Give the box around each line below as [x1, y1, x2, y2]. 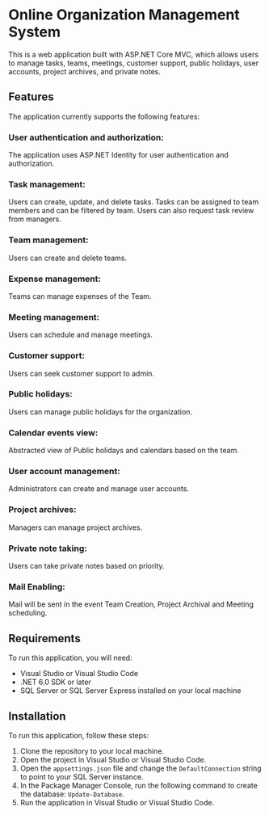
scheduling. [8, 608, 48, 618]
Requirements [8, 632, 81, 645]
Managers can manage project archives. [8, 523, 143, 532]
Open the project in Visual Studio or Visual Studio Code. [19, 754, 207, 764]
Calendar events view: [8, 426, 99, 438]
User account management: [8, 466, 120, 477]
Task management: [8, 179, 86, 190]
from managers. [8, 214, 62, 224]
